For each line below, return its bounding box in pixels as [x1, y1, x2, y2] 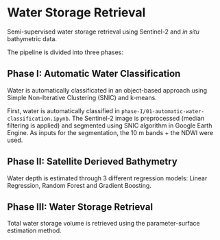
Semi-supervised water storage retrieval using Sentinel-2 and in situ [7, 27, 200, 36]
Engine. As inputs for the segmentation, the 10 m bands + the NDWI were [7, 128, 214, 136]
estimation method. [7, 226, 62, 235]
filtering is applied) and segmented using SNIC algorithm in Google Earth [7, 121, 212, 130]
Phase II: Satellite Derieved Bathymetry [7, 156, 178, 167]
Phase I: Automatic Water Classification [7, 68, 181, 80]
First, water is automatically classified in [7, 106, 120, 115]
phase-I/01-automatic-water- [121, 108, 205, 115]
